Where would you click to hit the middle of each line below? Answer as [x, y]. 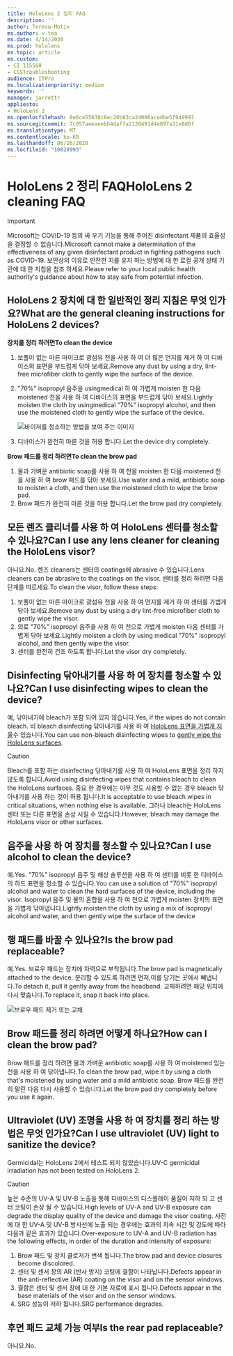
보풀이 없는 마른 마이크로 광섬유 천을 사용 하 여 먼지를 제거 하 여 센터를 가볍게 [122, 602]
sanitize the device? [51, 1145]
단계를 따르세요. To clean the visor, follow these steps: [83, 587]
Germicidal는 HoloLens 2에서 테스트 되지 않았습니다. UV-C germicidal [104, 1162]
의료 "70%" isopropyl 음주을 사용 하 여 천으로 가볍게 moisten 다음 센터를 [117, 626]
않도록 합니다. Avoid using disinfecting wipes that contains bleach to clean [112, 779]
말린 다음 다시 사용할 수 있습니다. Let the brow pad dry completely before [116, 1089]
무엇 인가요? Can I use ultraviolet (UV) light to [123, 1134]
